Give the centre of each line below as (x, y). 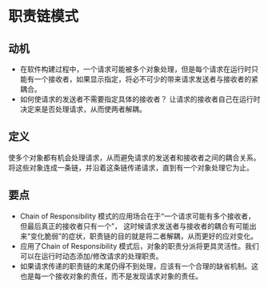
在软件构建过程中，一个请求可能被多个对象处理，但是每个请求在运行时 (136, 69)
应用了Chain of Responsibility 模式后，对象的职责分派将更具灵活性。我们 (140, 246)
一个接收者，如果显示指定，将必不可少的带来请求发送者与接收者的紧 (146, 79)
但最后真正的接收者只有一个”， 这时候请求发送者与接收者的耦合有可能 (134, 226)
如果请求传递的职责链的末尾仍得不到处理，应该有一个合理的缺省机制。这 (139, 266)
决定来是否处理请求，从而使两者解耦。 (83, 109)
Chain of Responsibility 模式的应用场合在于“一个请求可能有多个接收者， (138, 216)
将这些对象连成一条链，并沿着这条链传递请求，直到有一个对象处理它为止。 (131, 167)
